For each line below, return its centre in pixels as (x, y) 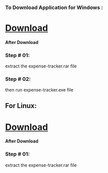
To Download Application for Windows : (54, 7)
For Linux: (21, 106)
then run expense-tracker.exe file (39, 90)
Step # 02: (18, 79)
